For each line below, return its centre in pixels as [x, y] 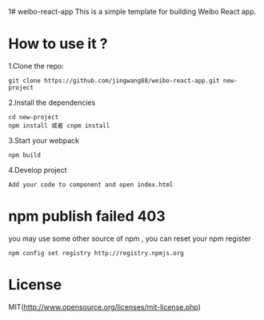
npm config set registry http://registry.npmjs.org [96, 253]
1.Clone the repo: [36, 66]
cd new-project [34, 117]
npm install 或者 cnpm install [59, 126]
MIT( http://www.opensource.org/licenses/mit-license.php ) [105, 306]
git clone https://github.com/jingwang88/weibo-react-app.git [114, 80]
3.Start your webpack [44, 140]
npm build [25, 155]
